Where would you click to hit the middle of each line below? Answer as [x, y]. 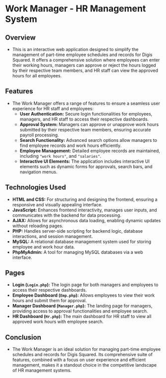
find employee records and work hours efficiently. [71, 145]
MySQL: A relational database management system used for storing [82, 242]
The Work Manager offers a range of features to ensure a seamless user [86, 103]
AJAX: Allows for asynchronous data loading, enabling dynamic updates [86, 220]
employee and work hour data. [44, 247]
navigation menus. [39, 172]
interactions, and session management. [53, 236]
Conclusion [23, 337]
